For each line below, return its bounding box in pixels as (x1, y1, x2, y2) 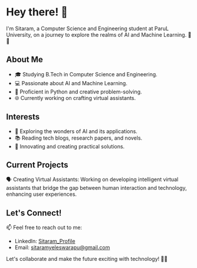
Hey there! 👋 (6, 5, 68, 19)
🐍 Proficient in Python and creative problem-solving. (14, 88, 143, 95)
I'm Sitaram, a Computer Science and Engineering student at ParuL (6, 25, 169, 32)
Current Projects (6, 160, 68, 170)
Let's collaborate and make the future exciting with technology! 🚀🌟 (6, 256, 168, 263)
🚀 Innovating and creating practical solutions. (14, 143, 125, 150)
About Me (6, 54, 43, 64)
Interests (6, 112, 40, 122)
